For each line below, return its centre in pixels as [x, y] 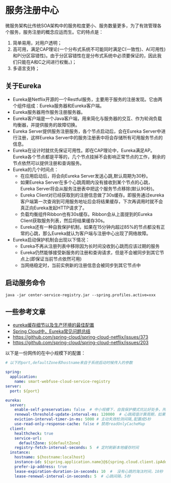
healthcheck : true [34, 433]
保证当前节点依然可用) [59, 259]
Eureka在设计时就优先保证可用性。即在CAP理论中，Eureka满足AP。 [84, 150]
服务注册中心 [32, 10]
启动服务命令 [25, 283]
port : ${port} [25, 391]
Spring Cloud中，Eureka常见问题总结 [51, 331]
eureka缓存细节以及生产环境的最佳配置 [53, 325]
